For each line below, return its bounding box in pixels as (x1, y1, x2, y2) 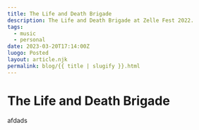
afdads (7, 116, 28, 124)
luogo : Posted (7, 50, 49, 57)
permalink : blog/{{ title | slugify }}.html (7, 63, 140, 70)
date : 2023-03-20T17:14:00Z (7, 43, 90, 50)
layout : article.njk (7, 56, 68, 63)
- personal (13, 37, 46, 44)
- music (13, 30, 37, 37)
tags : (7, 23, 23, 30)
